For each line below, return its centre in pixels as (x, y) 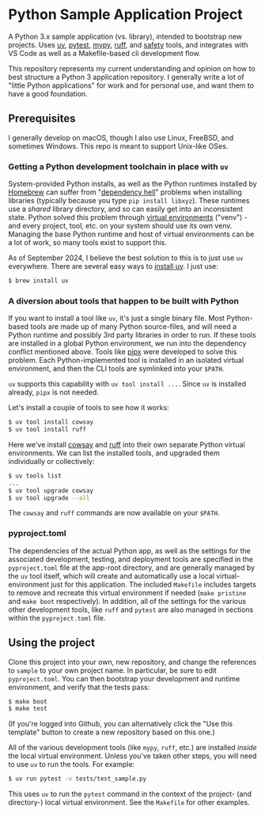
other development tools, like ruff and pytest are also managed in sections (131, 609)
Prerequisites (42, 119)
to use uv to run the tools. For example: (72, 764)
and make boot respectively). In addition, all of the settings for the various (127, 601)
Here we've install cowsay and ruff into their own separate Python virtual (127, 444)
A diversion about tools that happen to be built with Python (124, 300)
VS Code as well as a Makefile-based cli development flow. (105, 53)
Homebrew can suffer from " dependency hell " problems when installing (125, 192)
